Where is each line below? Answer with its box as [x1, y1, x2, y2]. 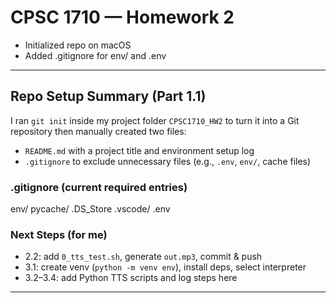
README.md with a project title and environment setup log [24, 144, 255, 156]
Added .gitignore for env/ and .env [24, 49, 167, 61]
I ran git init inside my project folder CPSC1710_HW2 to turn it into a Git [10, 114, 300, 126]
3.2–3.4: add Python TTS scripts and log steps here [24, 272, 238, 284]
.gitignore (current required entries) [10, 180, 188, 194]
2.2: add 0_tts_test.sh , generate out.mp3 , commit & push [24, 251, 263, 263]
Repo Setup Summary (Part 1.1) [10, 88, 207, 105]
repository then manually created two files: [10, 125, 187, 137]
